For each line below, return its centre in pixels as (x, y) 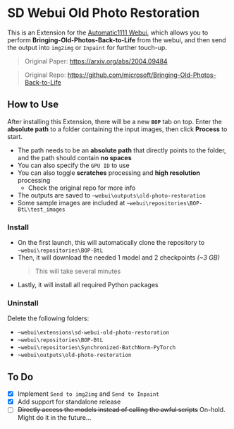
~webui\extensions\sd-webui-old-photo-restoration (93, 333)
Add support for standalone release (69, 402)
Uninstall (23, 303)
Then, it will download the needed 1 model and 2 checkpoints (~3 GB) (119, 258)
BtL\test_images (41, 210)
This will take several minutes (78, 271)
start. (15, 136)
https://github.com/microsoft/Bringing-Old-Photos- (142, 75)
